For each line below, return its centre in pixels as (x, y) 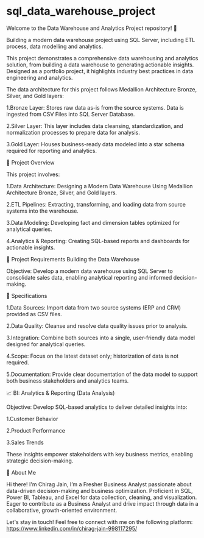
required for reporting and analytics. (52, 150)
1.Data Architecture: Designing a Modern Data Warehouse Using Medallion (100, 186)
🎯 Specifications (27, 296)
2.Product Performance (36, 430)
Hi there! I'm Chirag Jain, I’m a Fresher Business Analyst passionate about (99, 484)
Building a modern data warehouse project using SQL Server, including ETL (101, 40)
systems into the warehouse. (43, 211)
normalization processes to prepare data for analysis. (73, 132)
